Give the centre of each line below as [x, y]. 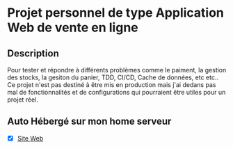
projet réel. [23, 100]
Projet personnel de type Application [116, 13]
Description [33, 53]
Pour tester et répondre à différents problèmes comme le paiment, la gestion [117, 70]
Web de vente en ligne [73, 28]
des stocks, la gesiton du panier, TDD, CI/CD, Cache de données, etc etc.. [113, 77]
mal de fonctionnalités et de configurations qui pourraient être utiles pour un [116, 92]
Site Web [30, 138]
